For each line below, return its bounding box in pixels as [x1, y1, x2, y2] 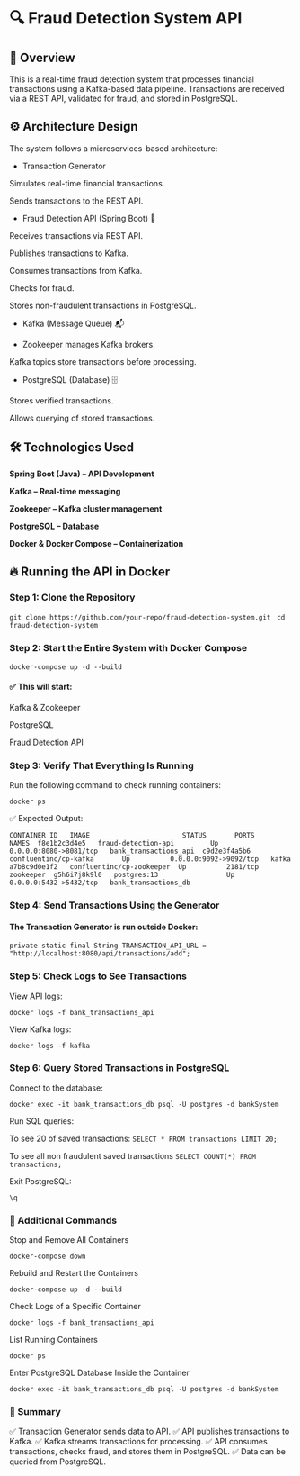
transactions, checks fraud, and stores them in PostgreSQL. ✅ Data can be [9, 1446, 286, 1457]
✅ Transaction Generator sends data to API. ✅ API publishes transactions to [9, 1426, 290, 1437]
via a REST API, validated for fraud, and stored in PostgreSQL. [9, 93, 238, 104]
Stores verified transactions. [9, 394, 114, 406]
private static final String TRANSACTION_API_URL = [9, 941, 207, 951]
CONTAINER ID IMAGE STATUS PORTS [9, 831, 255, 840]
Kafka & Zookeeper [9, 702, 81, 712]
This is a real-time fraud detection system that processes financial [9, 74, 254, 85]
